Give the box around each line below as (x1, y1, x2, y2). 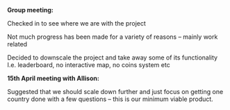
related (7, 40, 28, 48)
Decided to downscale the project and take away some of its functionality (7, 53, 217, 62)
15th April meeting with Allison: (7, 74, 99, 82)
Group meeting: (7, 6, 54, 14)
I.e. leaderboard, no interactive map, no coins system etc (7, 61, 170, 68)
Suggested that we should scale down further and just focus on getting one (7, 88, 224, 95)
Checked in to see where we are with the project (7, 19, 146, 27)
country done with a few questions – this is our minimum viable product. (7, 95, 213, 103)
